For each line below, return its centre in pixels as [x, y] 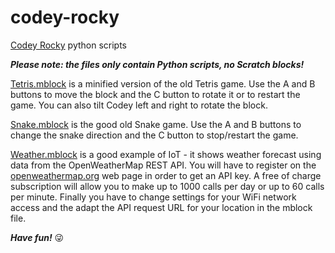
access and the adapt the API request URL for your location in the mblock [161, 207]
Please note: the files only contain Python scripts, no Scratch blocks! [157, 64]
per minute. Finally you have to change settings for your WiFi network [153, 197]
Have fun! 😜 [37, 237]
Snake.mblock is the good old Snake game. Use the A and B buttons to [156, 124]
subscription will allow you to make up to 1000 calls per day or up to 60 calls [167, 186]
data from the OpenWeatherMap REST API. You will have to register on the [163, 165]
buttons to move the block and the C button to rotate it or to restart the [155, 94]
